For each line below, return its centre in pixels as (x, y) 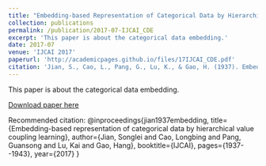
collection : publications (51, 23)
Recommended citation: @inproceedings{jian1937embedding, (109, 120)
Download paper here (44, 104)
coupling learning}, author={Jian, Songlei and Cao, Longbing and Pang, (125, 137)
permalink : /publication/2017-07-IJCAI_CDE (81, 30)
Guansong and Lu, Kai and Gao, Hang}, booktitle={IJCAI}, (102, 145)
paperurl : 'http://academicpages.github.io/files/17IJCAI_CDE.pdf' (122, 60)
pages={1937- (220, 145)
